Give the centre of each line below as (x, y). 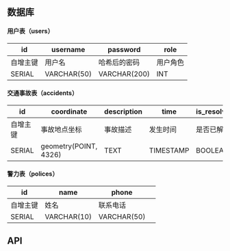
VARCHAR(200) (124, 74)
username (68, 49)
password (124, 49)
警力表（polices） (33, 174)
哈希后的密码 (119, 62)
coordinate (69, 111)
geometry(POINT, (69, 146)
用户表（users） (30, 31)
